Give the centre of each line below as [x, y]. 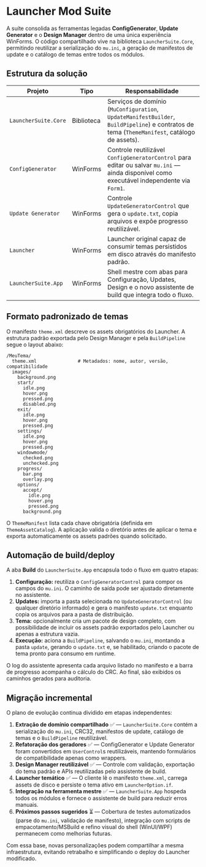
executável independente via [149, 181]
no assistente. [33, 595]
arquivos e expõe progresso [147, 221]
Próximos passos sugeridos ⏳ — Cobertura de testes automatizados [103, 812]
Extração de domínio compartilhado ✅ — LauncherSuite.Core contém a [106, 725]
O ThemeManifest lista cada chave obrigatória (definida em [79, 523]
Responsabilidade [152, 91]
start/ [26, 383]
